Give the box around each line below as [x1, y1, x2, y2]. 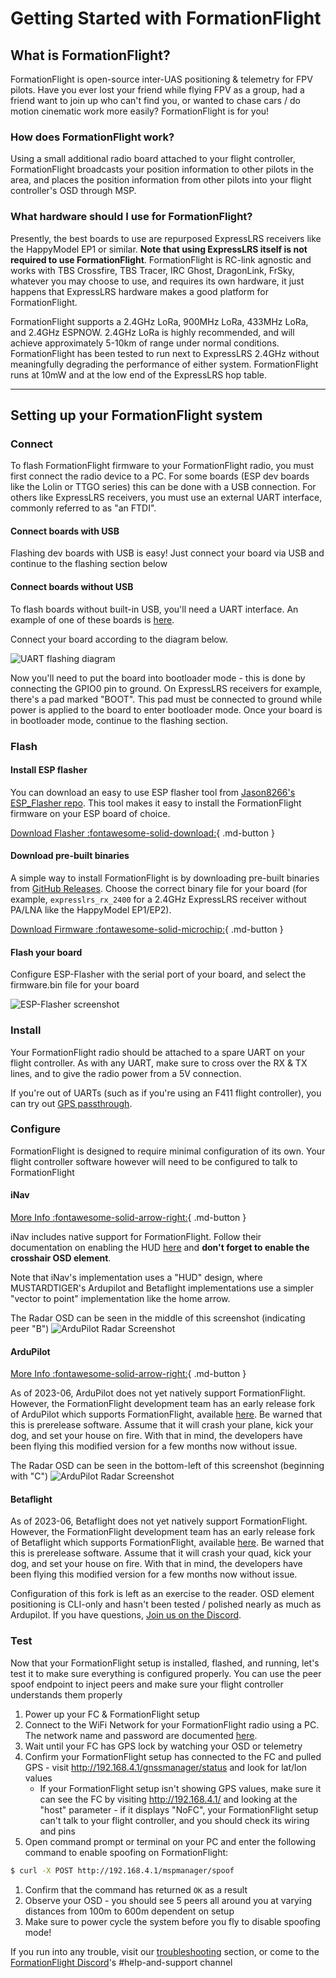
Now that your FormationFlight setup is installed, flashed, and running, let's [10, 1657, 320, 1669]
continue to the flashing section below [10, 558, 168, 570]
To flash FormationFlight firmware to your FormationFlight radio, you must [10, 460, 315, 472]
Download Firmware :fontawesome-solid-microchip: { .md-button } [10, 923, 284, 936]
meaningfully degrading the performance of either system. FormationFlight [10, 358, 319, 370]
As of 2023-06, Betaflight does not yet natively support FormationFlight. [10, 1515, 308, 1527]
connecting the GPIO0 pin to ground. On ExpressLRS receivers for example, [10, 682, 323, 694]
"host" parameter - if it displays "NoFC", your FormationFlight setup [39, 1803, 319, 1816]
